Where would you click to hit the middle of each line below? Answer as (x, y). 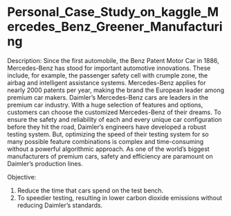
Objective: (22, 177)
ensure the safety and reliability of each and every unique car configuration (115, 119)
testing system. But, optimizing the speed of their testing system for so (108, 134)
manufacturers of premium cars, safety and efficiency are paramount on (110, 156)
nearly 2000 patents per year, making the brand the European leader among (116, 90)
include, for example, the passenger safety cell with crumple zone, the (108, 75)
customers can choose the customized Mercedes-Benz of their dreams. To (114, 112)
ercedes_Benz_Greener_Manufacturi (115, 27)
